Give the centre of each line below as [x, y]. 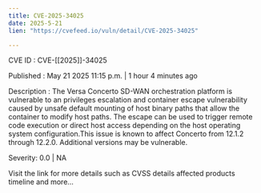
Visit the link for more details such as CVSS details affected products [122, 174]
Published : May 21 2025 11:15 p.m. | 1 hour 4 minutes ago [103, 76]
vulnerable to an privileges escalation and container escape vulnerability [128, 100]
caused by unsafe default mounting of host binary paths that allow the [124, 108]
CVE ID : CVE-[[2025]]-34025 [58, 60]
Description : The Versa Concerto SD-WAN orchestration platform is [120, 91]
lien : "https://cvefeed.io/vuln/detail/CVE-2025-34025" [103, 30]
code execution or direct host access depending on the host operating [124, 126]
